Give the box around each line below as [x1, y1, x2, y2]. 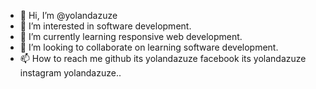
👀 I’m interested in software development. [19, 20, 192, 32]
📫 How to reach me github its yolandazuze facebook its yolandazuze [19, 53, 307, 64]
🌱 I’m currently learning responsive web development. [19, 31, 243, 42]
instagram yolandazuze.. [19, 67, 122, 79]
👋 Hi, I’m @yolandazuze [19, 10, 118, 21]
